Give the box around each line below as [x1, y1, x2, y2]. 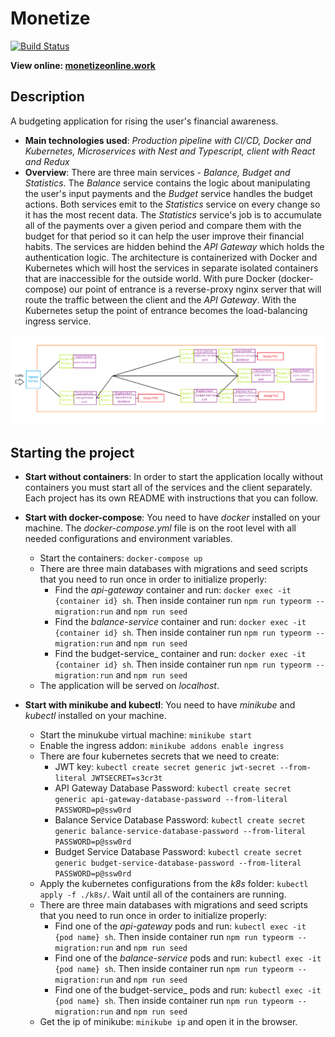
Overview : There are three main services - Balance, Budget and [24, 166, 291, 178]
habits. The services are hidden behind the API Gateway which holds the [24, 240, 325, 252]
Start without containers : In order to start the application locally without [24, 470, 323, 482]
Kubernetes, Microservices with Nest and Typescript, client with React [24, 145, 316, 157]
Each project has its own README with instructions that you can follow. [24, 492, 318, 504]
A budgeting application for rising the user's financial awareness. [10, 115, 279, 127]
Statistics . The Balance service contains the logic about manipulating [24, 177, 311, 189]
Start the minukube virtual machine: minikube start [39, 728, 253, 741]
